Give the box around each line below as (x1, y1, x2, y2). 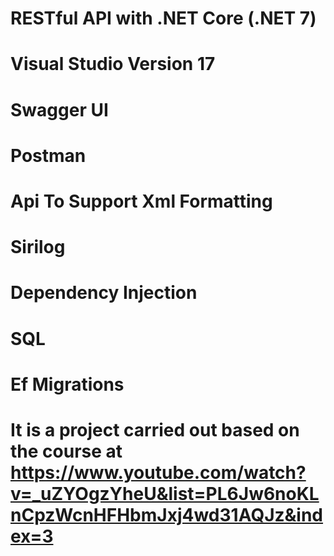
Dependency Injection (10, 282, 198, 304)
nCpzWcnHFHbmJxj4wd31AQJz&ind (10, 503, 324, 526)
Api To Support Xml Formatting (10, 190, 273, 212)
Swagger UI (10, 98, 109, 121)
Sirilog (10, 236, 66, 259)
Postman (10, 144, 87, 167)
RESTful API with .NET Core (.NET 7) (10, 7, 317, 30)
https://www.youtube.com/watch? (10, 461, 307, 484)
